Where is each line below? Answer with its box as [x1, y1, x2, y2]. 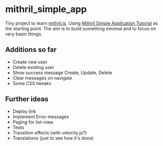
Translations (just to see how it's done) [12, 135, 94, 141]
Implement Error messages [12, 113, 69, 119]
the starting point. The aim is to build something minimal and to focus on [5, 25, 156, 31]
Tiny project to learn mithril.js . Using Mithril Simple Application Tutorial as [5, 20, 158, 26]
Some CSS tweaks [12, 80, 52, 86]
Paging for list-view [12, 119, 54, 125]
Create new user [12, 59, 48, 65]
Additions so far [5, 45, 57, 54]
